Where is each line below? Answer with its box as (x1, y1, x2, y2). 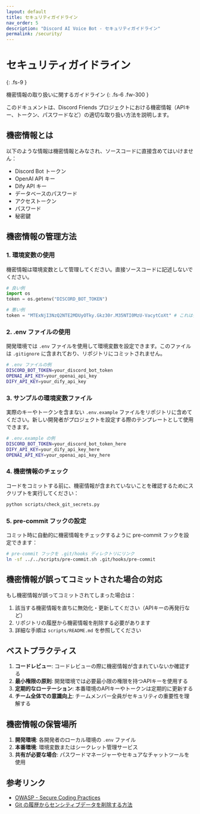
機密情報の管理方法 (6, 231, 77, 242)
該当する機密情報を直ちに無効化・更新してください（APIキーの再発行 (14, 604, 185, 611)
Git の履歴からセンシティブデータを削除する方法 (14, 801, 133, 808)
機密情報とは (6, 130, 54, 140)
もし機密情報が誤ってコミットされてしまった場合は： (6, 591, 136, 598)
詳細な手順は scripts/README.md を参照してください (14, 626, 142, 634)
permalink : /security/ (6, 31, 62, 37)
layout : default (6, 8, 46, 15)
